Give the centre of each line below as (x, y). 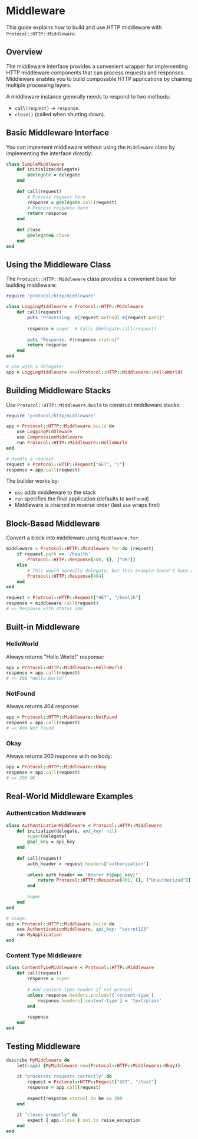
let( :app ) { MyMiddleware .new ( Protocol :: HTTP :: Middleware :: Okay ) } (99, 1066)
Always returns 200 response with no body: (59, 756)
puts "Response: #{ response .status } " (73, 340)
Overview (24, 52)
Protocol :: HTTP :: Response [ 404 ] (66, 576)
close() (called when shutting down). (60, 114)
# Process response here (58, 208)
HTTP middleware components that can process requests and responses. (96, 73)
